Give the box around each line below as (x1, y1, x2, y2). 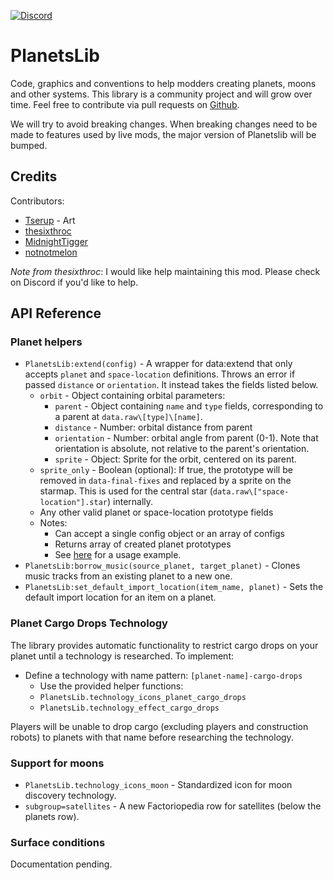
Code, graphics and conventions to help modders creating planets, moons (10, 77, 317, 89)
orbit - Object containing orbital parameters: (39, 390, 226, 402)
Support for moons (10, 756, 105, 770)
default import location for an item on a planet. (24, 591, 217, 604)
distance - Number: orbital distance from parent (54, 421, 253, 434)
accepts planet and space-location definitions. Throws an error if (24, 368, 296, 380)
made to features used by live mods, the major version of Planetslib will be (10, 128, 317, 140)
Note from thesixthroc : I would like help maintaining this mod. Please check (10, 265, 321, 277)
